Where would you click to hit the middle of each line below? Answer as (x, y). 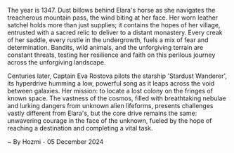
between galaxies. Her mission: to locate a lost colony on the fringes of (110, 91)
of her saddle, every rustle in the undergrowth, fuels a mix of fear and (108, 40)
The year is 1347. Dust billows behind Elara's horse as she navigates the (111, 10)
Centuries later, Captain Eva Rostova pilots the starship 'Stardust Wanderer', (117, 76)
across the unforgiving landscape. (57, 62)
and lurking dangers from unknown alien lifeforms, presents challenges (110, 106)
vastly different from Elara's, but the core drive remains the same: (102, 113)
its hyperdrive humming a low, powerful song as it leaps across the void (111, 83)
